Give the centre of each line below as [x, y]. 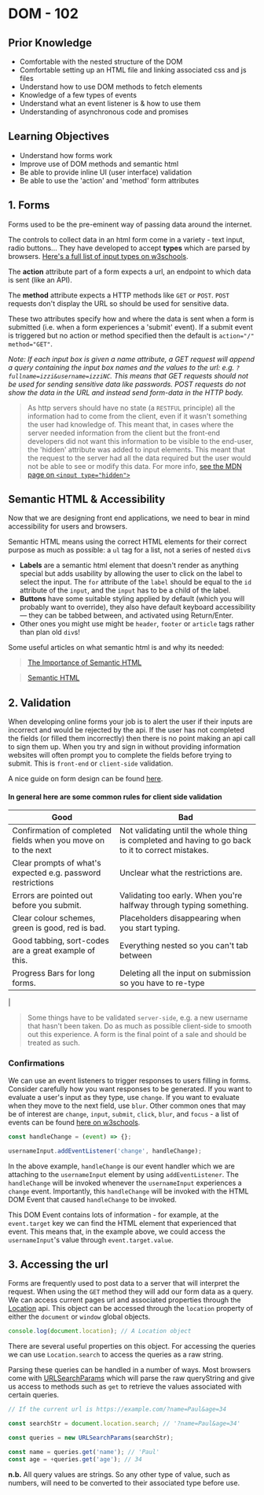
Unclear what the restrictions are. [181, 873]
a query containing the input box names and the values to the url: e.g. [121, 367]
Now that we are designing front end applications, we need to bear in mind [129, 518]
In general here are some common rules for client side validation [115, 796]
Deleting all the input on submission [185, 973]
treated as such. [53, 1043]
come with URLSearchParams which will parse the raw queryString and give [132, 1379]
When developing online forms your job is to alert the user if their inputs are [130, 722]
